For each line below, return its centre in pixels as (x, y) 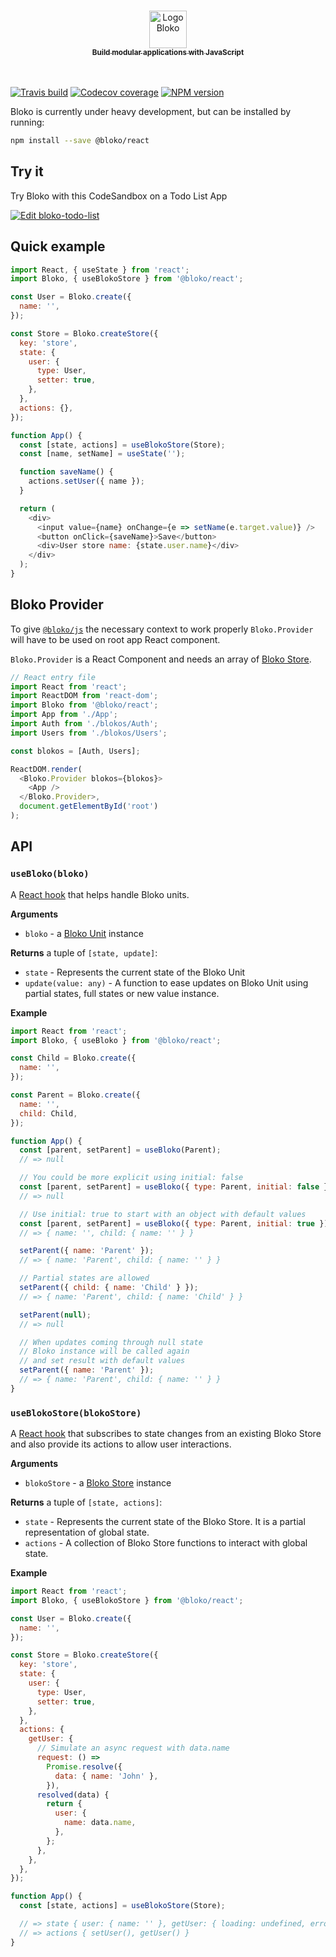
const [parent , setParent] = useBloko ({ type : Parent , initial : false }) (176, 1187)
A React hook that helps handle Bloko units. (100, 894)
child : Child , (48, 1113)
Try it (27, 171)
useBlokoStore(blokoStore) (76, 1413)
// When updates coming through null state (111, 1342)
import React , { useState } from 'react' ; (100, 270)
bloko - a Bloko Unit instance (84, 933)
